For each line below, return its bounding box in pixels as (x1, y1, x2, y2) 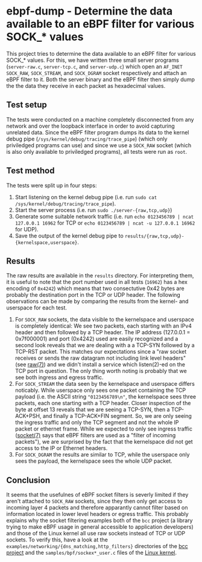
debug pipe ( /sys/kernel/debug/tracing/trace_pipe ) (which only (6, 135, 168, 142)
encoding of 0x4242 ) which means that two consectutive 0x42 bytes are (6, 285, 185, 292)
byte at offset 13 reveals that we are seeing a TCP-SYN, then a (14, 406, 170, 413)
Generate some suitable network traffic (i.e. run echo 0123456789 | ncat (14, 213, 194, 220)
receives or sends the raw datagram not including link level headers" (14, 354, 186, 362)
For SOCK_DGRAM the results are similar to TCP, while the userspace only (14, 451, 190, 458)
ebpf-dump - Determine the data (6, 4, 173, 18)
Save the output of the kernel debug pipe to (14, 232, 124, 239)
